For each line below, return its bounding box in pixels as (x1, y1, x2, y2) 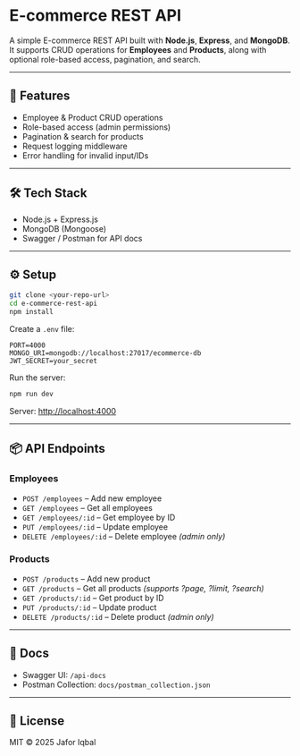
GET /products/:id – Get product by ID (21, 592, 164, 603)
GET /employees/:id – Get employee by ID (21, 512, 176, 522)
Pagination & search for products (21, 131, 145, 141)
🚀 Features (9, 89, 71, 104)
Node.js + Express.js (21, 214, 98, 225)
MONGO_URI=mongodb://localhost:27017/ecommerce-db (9, 349, 202, 358)
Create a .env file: (9, 324, 75, 334)
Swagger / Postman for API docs (21, 233, 143, 243)
